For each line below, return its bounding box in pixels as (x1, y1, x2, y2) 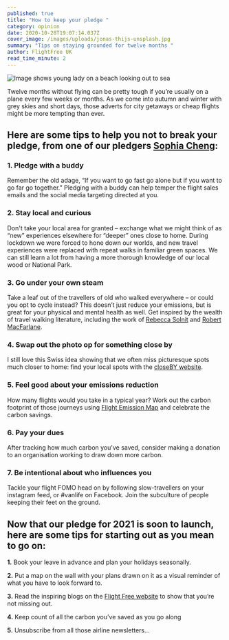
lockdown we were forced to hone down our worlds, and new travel (7, 239, 198, 247)
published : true (7, 10, 54, 17)
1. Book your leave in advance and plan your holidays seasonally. (7, 558, 191, 566)
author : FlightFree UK (7, 49, 72, 56)
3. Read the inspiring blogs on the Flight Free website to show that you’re (7, 592, 215, 601)
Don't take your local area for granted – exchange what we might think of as (7, 223, 222, 232)
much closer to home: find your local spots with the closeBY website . (7, 363, 204, 371)
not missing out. (7, 599, 53, 608)
